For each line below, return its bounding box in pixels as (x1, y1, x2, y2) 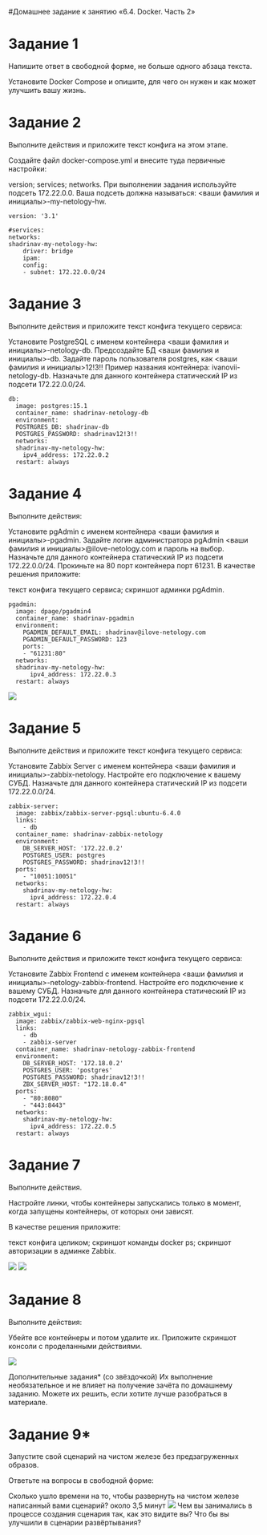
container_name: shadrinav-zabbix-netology (15, 830, 163, 838)
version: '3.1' (8, 212, 59, 220)
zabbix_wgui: (8, 1010, 52, 1018)
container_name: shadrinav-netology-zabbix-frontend (15, 1045, 196, 1053)
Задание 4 (8, 485, 83, 503)
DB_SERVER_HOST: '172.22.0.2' (22, 844, 124, 852)
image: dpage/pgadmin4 (15, 607, 91, 616)
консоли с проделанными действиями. (8, 1341, 143, 1351)
